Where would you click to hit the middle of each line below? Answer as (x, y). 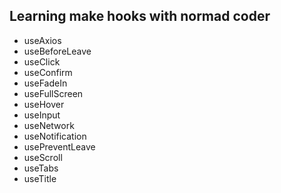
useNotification (55, 136)
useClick (42, 61)
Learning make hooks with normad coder (140, 16)
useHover (44, 104)
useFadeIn (45, 83)
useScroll (43, 157)
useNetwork (49, 125)
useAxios (42, 40)
